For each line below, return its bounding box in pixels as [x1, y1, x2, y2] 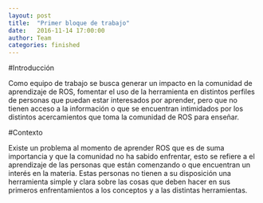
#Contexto [8, 128, 43, 138]
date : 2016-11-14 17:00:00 [8, 26, 105, 34]
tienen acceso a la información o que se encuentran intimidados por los [8, 104, 244, 114]
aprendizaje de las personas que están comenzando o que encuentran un [8, 160, 251, 170]
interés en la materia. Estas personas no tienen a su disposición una [8, 169, 231, 178]
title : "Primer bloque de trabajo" [8, 19, 130, 27]
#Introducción [8, 63, 54, 72]
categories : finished [8, 41, 80, 49]
